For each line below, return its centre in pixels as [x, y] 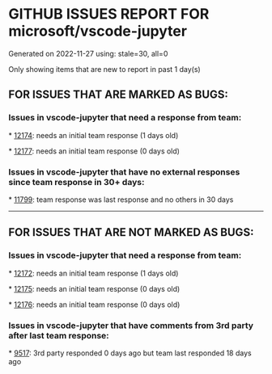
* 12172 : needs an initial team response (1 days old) [93, 273]
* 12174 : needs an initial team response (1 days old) [93, 135]
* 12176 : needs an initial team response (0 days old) [94, 305]
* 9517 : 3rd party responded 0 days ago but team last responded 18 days [130, 353]
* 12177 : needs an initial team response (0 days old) [94, 151]
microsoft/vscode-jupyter [98, 31]
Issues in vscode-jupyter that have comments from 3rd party [131, 326]
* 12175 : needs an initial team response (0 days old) [94, 288]
